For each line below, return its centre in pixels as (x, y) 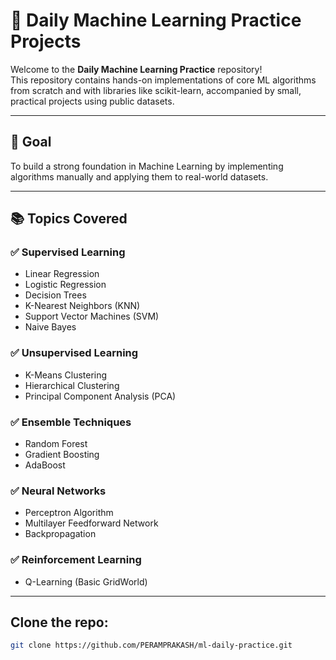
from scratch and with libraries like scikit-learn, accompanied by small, (156, 90)
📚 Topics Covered (69, 219)
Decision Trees (55, 295)
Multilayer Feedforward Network (91, 523)
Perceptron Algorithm (69, 513)
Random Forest (56, 444)
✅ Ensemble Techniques (71, 422)
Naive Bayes (50, 327)
